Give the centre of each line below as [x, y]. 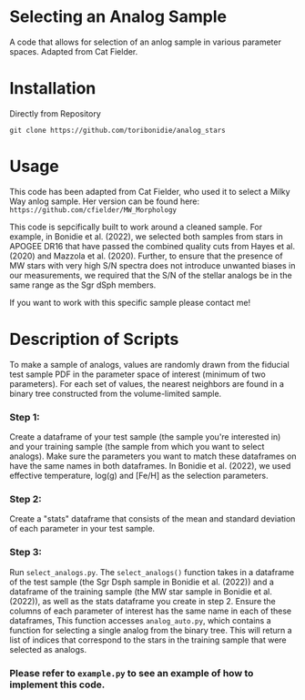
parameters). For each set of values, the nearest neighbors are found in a [147, 383]
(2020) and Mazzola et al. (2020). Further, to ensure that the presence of [147, 256]
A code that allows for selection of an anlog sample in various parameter [146, 42]
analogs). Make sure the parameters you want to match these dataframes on [153, 456]
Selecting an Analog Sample [118, 17]
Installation [53, 89]
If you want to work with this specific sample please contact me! [130, 302]
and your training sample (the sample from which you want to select [137, 447]
